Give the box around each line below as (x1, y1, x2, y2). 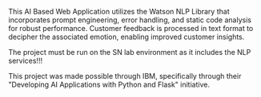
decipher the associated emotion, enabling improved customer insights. (8, 32, 245, 41)
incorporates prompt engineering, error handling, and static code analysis (8, 15, 252, 25)
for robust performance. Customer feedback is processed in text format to (8, 24, 254, 33)
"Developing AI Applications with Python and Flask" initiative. (8, 80, 211, 89)
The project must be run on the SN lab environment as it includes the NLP (8, 48, 251, 56)
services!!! (8, 56, 42, 65)
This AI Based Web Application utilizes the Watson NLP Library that (8, 7, 230, 16)
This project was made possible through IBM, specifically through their (8, 72, 242, 80)
